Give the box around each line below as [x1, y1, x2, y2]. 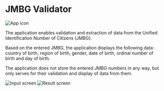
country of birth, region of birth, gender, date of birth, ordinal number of [5, 50, 154, 56]
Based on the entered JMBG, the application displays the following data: [5, 44, 154, 50]
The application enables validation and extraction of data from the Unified [5, 29, 158, 35]
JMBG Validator [5, 3, 72, 15]
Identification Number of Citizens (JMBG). [5, 35, 92, 41]
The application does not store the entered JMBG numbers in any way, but [5, 65, 159, 71]
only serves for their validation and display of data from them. [5, 70, 133, 76]
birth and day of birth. [5, 55, 50, 61]
